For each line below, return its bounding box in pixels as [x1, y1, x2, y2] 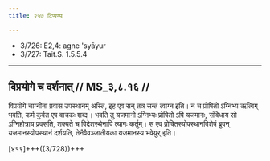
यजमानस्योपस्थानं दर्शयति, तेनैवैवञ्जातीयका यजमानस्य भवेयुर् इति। [8, 128, 177, 138]
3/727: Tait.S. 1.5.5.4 [19, 49, 88, 58]
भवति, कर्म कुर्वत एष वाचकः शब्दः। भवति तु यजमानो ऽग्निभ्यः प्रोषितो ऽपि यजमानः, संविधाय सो [8, 110, 237, 120]
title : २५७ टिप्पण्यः [8, 11, 63, 20]
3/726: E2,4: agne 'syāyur [19, 41, 106, 50]
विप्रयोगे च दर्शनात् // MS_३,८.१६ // [8, 80, 150, 94]
